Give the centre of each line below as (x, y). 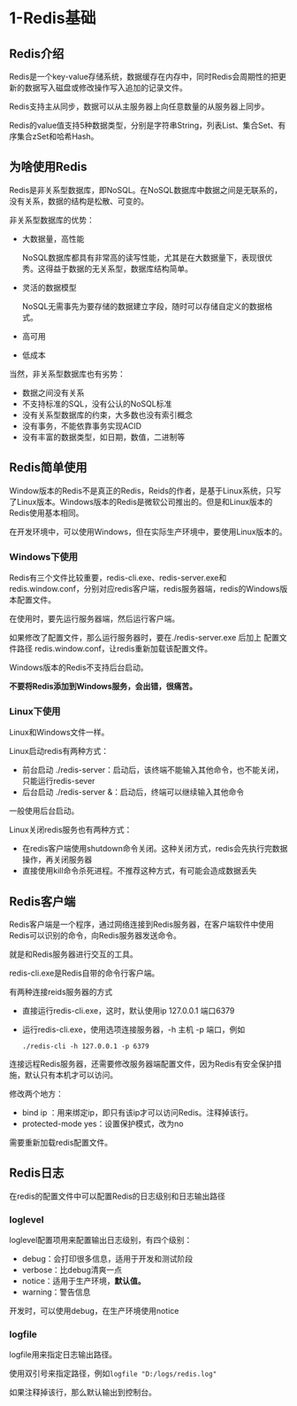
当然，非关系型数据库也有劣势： (67, 374)
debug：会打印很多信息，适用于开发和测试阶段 (107, 1259)
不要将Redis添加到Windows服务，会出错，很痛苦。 (103, 686)
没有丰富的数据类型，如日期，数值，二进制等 (103, 437)
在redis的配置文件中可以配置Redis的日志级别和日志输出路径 (117, 1196)
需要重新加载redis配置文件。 (61, 1143)
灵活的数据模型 (49, 287)
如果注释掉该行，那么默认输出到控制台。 (83, 1393)
